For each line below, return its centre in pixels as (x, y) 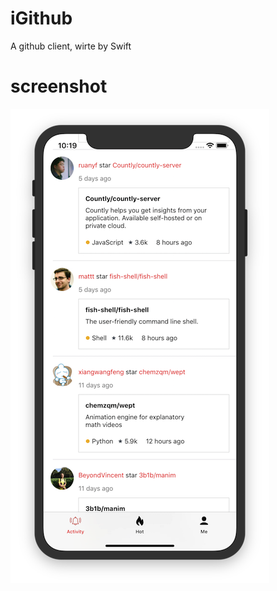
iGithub (41, 18)
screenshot (59, 86)
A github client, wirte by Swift (71, 46)
